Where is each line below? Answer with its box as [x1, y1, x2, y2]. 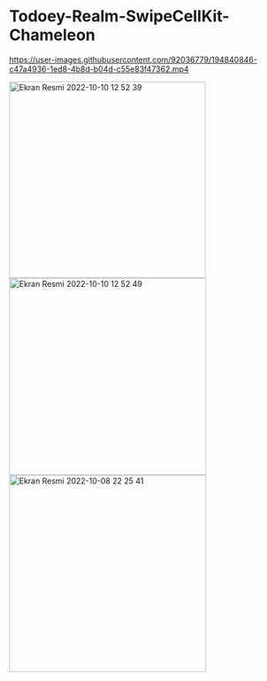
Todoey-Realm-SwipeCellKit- [9, 6, 230, 27]
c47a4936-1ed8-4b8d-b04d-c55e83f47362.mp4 [9, 64, 189, 74]
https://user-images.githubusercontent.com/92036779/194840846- [9, 54, 258, 65]
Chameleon [9, 25, 95, 45]
